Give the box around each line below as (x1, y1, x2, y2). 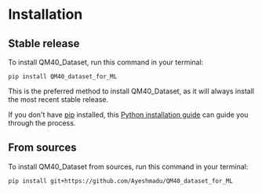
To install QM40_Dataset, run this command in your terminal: (8, 57, 204, 67)
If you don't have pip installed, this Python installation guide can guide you (8, 110, 249, 119)
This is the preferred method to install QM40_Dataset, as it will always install (8, 86, 255, 96)
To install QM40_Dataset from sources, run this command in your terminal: (8, 162, 249, 171)
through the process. (8, 118, 76, 127)
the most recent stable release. (8, 95, 108, 104)
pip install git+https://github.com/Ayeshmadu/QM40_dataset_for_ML (8, 177, 234, 185)
